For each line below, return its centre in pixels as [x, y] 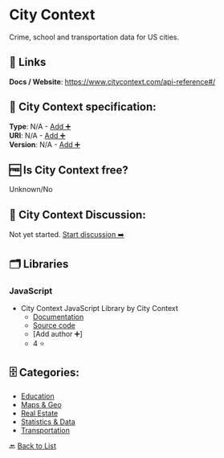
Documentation [58, 317]
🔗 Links [28, 62]
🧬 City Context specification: [83, 107]
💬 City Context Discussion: [78, 215]
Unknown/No [31, 190]
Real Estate [39, 413]
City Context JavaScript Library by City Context [100, 308]
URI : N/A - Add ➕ [37, 135]
